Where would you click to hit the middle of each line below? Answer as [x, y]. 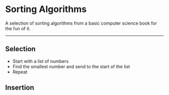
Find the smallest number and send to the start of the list [71, 66]
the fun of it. [18, 28]
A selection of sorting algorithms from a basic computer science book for [81, 23]
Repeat [20, 72]
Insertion [20, 88]
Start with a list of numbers [40, 61]
